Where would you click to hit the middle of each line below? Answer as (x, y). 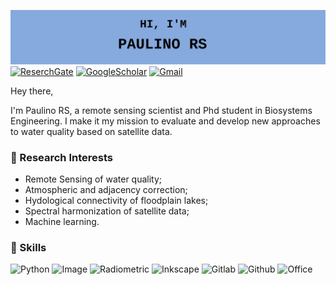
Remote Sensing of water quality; (93, 179)
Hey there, (32, 91)
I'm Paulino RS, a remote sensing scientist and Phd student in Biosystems (161, 110)
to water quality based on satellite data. (91, 131)
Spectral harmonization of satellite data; (107, 211)
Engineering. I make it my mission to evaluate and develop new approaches (165, 121)
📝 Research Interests (61, 157)
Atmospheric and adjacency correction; (106, 189)
